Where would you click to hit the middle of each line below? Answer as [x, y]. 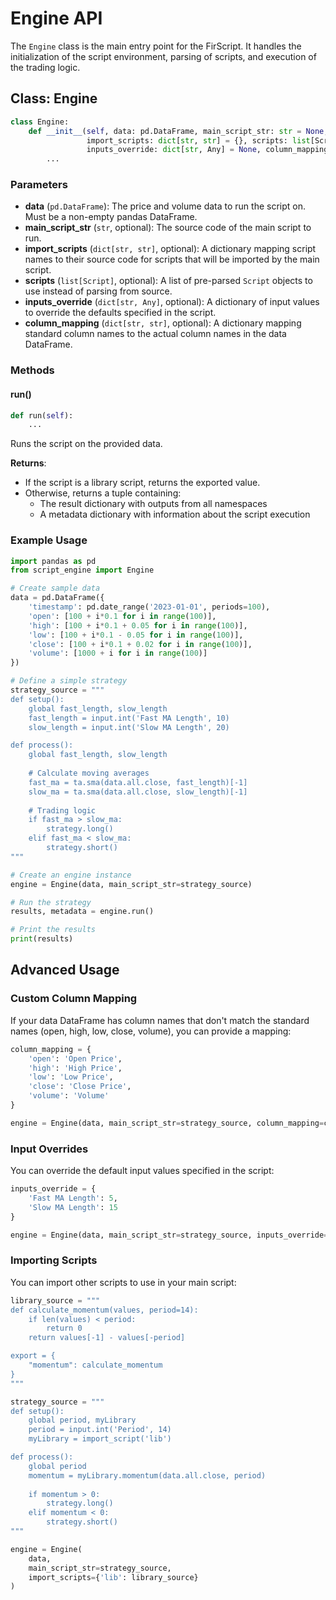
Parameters [39, 185]
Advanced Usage [65, 970]
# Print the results [53, 930]
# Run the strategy [51, 902]
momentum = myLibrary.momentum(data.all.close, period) [147, 1475]
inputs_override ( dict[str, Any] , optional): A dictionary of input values [172, 302]
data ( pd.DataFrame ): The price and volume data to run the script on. [165, 206]
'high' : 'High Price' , [75, 1068]
